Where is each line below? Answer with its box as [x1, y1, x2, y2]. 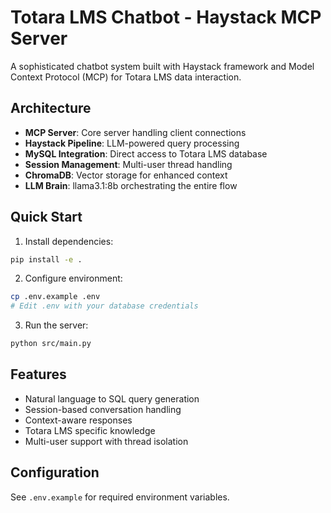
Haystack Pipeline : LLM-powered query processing [24, 137, 240, 149]
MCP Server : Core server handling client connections [24, 126, 247, 138]
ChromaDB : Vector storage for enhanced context [24, 169, 228, 181]
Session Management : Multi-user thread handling [24, 158, 233, 170]
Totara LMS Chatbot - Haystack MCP [10, 6, 322, 29]
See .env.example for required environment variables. [10, 491, 230, 503]
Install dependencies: [24, 235, 114, 247]
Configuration [10, 464, 100, 481]
